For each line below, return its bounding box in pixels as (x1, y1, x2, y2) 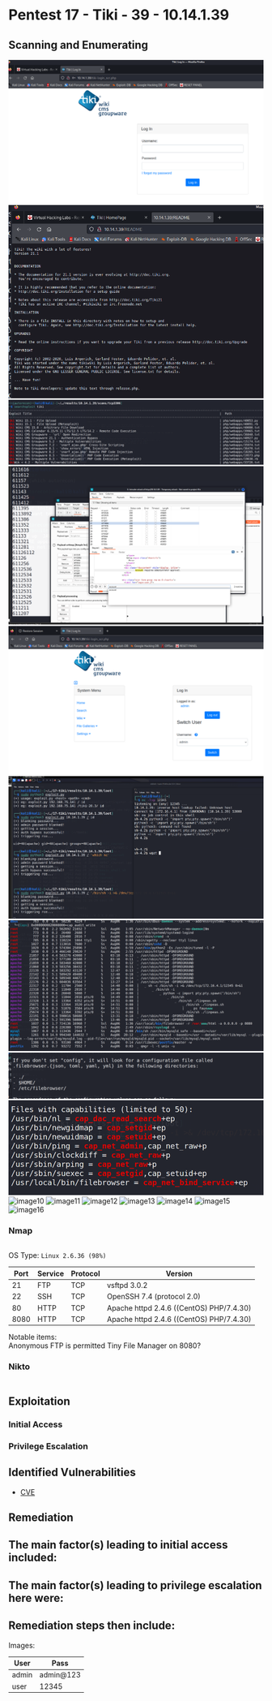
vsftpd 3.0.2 (106, 1281, 148, 1290)
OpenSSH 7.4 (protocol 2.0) (106, 1292, 201, 1302)
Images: (8, 1640, 36, 1650)
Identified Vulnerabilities (8, 1466, 136, 1479)
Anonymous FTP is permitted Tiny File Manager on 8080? (8, 1341, 201, 1350)
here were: (8, 1591, 64, 1604)
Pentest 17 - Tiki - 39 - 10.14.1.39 (8, 6, 229, 24)
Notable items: (8, 1333, 57, 1342)
